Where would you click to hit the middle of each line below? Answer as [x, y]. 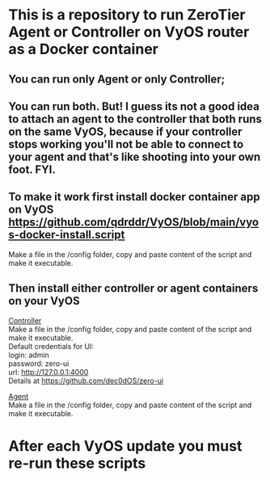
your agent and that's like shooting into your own [135, 156]
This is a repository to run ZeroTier [127, 15]
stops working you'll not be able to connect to [126, 144]
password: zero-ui [39, 363]
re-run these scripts [77, 463]
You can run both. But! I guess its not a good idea [134, 106]
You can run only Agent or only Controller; [117, 79]
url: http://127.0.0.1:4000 [49, 372]
